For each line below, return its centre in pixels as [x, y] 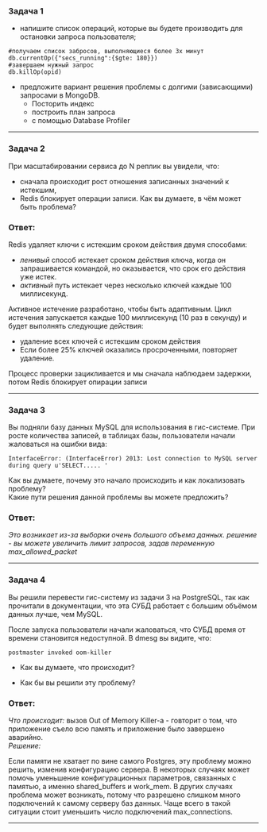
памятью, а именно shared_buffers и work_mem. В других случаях [120, 787]
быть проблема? [48, 206]
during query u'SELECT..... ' [58, 466]
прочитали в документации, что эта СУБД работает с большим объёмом [133, 606]
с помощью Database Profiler [81, 121]
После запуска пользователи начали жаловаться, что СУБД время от [127, 630]
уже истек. [38, 276]
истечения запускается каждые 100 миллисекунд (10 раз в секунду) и [128, 317]
